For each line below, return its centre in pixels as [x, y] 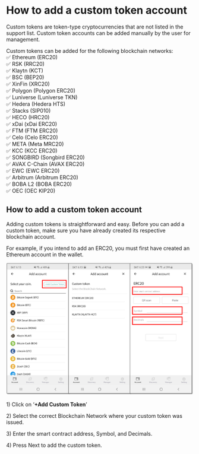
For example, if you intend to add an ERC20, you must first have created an [98, 248]
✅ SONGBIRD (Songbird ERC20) [45, 157]
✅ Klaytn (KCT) [25, 70]
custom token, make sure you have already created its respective [86, 230]
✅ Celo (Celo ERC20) [32, 137]
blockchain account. [31, 236]
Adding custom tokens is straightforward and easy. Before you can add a [95, 224]
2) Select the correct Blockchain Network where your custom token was [94, 416]
